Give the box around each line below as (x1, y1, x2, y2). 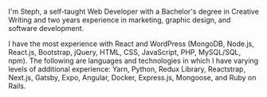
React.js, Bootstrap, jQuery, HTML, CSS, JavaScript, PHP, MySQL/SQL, (8, 48, 241, 56)
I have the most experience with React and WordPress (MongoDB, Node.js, (8, 39, 255, 48)
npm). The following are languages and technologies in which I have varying (8, 56, 259, 65)
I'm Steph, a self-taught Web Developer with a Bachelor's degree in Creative (8, 7, 259, 16)
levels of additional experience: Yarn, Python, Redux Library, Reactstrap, (8, 64, 245, 74)
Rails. (8, 81, 26, 91)
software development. (8, 24, 84, 33)
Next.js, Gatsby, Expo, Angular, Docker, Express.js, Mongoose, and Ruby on (8, 73, 257, 82)
